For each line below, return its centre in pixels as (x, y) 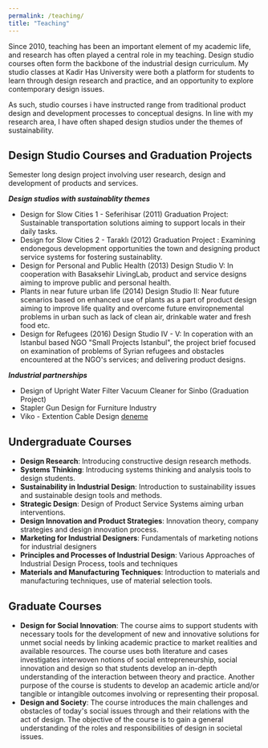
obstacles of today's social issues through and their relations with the (135, 711)
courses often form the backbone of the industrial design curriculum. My (128, 63)
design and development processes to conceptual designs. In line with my (131, 113)
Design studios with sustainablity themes (79, 199)
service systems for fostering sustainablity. (91, 257)
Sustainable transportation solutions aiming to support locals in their (133, 223)
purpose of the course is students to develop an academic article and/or (140, 685)
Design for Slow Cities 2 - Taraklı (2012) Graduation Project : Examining (138, 240)
